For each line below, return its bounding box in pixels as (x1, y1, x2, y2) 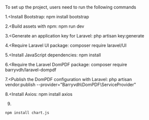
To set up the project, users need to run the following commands (5, 4, 136, 10)
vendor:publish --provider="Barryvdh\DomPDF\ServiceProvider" (5, 81, 136, 87)
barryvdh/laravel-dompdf (5, 67, 57, 73)
